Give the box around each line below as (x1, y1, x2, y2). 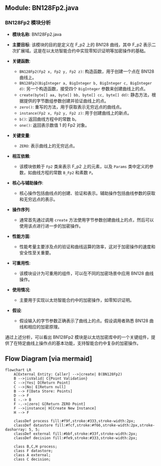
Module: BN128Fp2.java (5, 4, 79, 12)
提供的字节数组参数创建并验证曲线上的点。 (23, 98, 109, 104)
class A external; (14, 452, 51, 457)
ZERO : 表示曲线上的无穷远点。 (19, 143, 78, 149)
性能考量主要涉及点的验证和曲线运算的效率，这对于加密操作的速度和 (19, 243, 156, 249)
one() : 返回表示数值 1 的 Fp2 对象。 (19, 122, 90, 128)
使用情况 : (12, 287, 31, 293)
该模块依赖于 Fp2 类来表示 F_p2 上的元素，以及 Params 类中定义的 (19, 163, 149, 169)
